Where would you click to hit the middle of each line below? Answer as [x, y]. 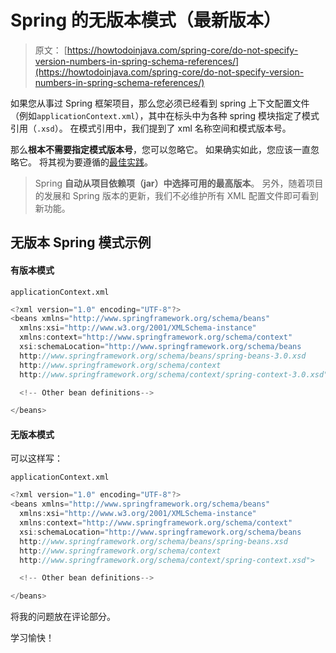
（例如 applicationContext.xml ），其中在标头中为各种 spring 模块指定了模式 [165, 115]
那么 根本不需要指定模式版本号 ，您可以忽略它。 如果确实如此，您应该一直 [160, 149]
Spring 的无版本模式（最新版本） [146, 20]
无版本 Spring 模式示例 [81, 242]
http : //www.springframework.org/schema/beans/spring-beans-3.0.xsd [163, 356]
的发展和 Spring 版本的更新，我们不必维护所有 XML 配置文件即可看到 [176, 195]
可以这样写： [36, 458]
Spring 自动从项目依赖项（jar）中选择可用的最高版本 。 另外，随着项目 [179, 183]
